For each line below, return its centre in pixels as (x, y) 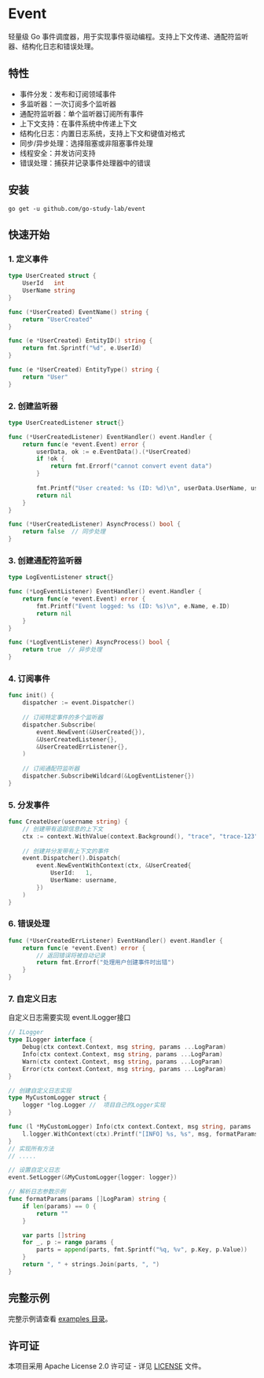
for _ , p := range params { (68, 1243)
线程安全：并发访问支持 (57, 153)
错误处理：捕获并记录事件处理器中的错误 (85, 163)
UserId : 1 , (71, 873)
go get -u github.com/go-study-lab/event (77, 209)
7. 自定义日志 (33, 999)
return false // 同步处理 (64, 532)
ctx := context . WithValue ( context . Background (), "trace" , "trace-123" (140, 836)
